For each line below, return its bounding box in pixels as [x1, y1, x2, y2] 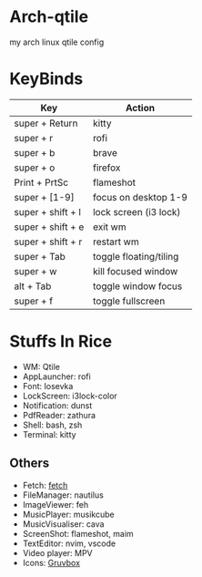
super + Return [14, 117, 78, 129]
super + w [14, 264, 57, 277]
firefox [92, 161, 121, 174]
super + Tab [14, 250, 66, 263]
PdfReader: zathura [22, 409, 96, 420]
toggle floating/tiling [92, 250, 179, 263]
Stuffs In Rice [9, 331, 113, 352]
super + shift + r [14, 235, 83, 248]
